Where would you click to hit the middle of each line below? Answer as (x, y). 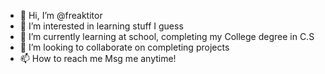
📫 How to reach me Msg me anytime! (98, 58)
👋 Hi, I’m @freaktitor (61, 15)
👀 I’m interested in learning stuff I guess (101, 26)
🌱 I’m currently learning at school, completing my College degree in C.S (167, 36)
